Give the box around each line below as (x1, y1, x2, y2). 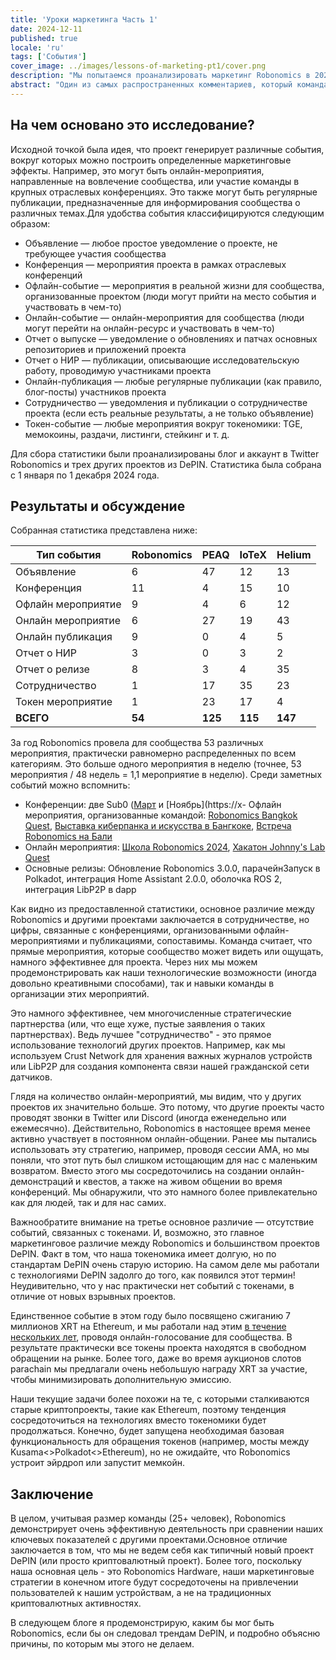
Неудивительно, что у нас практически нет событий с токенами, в (10, 1280, 295, 1292)
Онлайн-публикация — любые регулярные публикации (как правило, (24, 375, 323, 387)
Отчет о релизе (15, 662, 90, 676)
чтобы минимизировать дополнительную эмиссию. (10, 1374, 232, 1386)
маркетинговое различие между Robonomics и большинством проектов (10, 1237, 320, 1250)
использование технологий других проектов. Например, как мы (10, 1039, 286, 1051)
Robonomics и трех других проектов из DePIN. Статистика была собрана (10, 458, 322, 470)
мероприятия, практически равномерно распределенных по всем (10, 747, 297, 760)
